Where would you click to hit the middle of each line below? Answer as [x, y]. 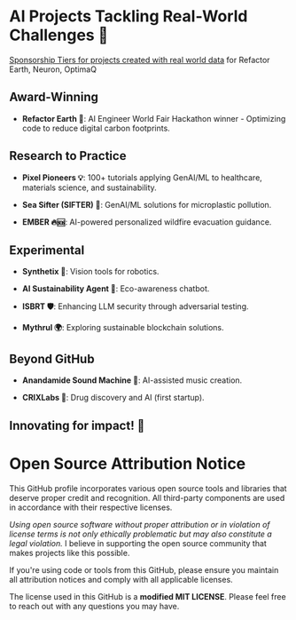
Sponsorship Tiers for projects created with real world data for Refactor [140, 60]
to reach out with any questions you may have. [94, 606]
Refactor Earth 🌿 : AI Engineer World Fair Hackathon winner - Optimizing [154, 118]
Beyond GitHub [52, 358]
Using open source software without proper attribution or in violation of [140, 524]
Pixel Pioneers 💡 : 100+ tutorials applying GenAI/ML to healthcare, [142, 177]
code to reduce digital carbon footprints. [96, 128]
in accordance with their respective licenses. [91, 507]
